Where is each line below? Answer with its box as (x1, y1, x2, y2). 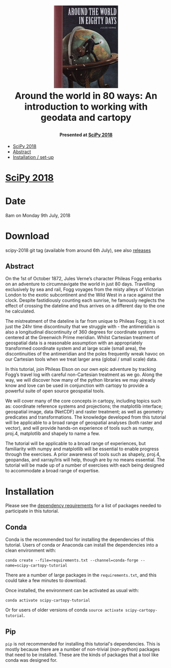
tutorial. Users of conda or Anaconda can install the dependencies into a (5, 542, 158, 548)
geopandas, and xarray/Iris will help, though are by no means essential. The (5, 457, 165, 463)
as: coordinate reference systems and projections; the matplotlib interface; (5, 403, 163, 409)
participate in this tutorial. (5, 508, 59, 514)
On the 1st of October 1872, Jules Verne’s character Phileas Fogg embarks (5, 276, 162, 282)
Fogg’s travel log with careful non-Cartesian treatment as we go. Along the (5, 371, 163, 378)
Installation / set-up (12, 154, 54, 160)
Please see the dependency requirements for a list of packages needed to (5, 503, 162, 509)
